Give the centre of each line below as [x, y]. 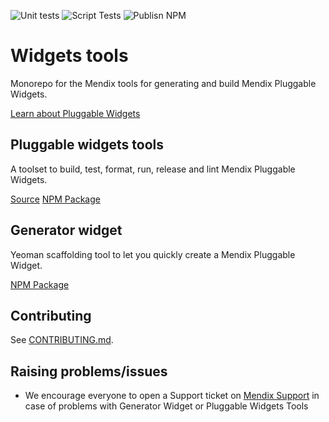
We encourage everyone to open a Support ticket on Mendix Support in [172, 396]
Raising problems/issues [89, 371]
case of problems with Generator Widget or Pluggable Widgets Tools [166, 406]
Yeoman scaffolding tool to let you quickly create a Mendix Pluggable [153, 254]
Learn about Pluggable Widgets [75, 113]
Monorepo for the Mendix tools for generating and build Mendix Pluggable [163, 83]
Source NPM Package [55, 199]
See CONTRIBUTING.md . [62, 340]
